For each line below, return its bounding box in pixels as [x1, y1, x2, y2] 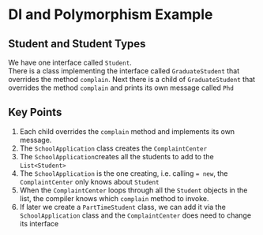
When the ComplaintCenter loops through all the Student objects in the [19, 185, 248, 195]
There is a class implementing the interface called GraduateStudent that [8, 66, 240, 76]
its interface [19, 218, 59, 228]
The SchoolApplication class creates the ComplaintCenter [19, 144, 208, 153]
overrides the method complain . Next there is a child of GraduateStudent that [8, 75, 255, 84]
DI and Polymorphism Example [8, 6, 213, 24]
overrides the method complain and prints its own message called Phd [8, 83, 235, 92]
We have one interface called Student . [8, 58, 132, 67]
